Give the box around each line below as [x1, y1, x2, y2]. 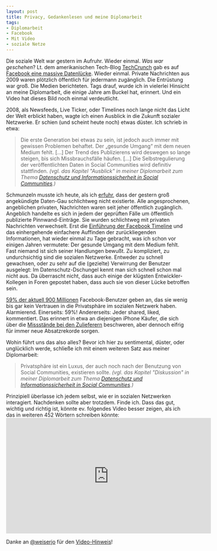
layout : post [6, 8, 38, 15]
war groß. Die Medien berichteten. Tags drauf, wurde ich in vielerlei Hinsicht [6, 82, 190, 89]
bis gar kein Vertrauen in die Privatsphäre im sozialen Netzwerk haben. [6, 302, 177, 309]
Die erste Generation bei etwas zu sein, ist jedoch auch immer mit [20, 136, 180, 143]
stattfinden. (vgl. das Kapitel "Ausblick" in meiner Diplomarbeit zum [20, 167, 183, 174]
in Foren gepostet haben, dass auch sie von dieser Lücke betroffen [28, 278, 190, 285]
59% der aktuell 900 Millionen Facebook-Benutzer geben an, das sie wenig [6, 296, 188, 303]
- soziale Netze [6, 42, 46, 48]
